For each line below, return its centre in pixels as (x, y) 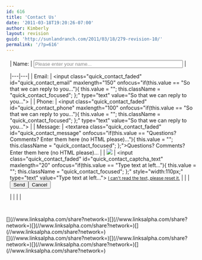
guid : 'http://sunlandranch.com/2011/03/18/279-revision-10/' (84, 39)
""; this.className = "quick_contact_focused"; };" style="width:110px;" (97, 171)
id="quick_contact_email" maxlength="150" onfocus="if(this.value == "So (100, 82)
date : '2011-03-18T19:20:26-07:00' (50, 23)
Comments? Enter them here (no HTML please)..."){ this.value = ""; (92, 139)
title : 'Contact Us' (32, 17)
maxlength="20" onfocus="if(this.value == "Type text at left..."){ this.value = (103, 165)
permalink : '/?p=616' (33, 45)
